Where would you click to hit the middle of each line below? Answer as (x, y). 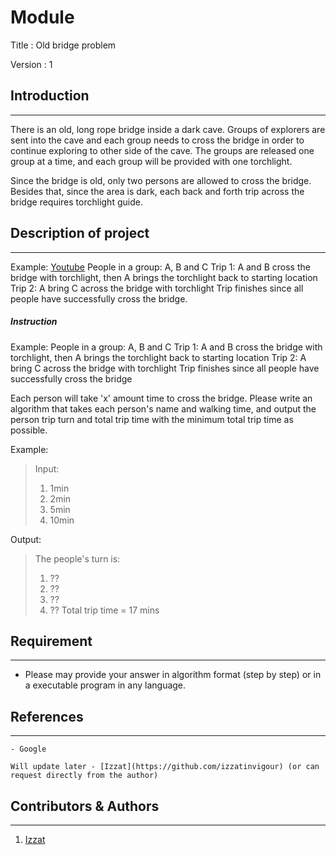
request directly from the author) (84, 776)
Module (42, 17)
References (47, 716)
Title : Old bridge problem (63, 45)
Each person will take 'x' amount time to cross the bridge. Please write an (161, 398)
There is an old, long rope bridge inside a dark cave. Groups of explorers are (168, 129)
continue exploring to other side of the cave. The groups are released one (162, 150)
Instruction (34, 322)
